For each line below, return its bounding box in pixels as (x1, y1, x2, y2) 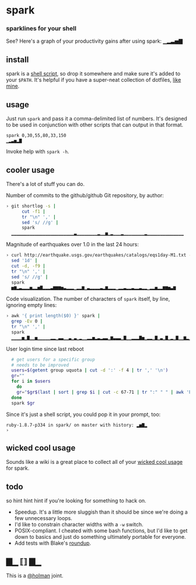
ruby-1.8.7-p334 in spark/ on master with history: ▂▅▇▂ (6, 422, 148, 428)
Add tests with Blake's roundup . (14, 539, 92, 547)
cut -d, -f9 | (11, 263, 45, 269)
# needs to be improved (11, 362, 69, 368)
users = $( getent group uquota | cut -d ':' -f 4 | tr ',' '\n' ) (11, 367, 169, 373)
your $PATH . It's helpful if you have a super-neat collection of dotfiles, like (6, 77, 181, 84)
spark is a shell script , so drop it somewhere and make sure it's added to (6, 70, 181, 77)
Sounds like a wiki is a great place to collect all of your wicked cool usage (6, 459, 183, 466)
